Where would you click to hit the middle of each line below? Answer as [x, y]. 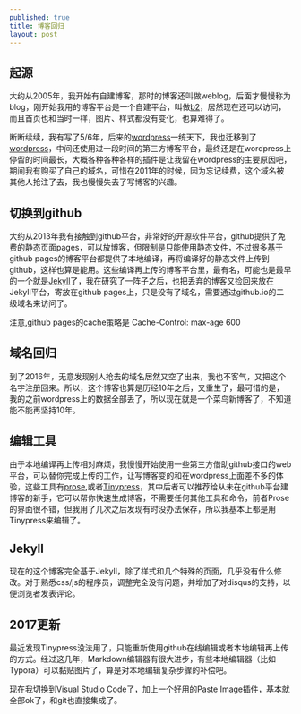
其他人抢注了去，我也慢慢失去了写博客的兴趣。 [95, 182]
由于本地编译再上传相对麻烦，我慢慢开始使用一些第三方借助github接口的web [150, 464]
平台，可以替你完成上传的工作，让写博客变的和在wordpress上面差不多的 [142, 475]
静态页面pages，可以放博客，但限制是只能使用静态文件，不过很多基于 [154, 247]
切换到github [46, 212]
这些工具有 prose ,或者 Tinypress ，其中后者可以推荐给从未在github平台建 [157, 486]
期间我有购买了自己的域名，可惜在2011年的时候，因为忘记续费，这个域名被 [147, 171]
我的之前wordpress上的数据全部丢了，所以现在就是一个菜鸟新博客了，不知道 [150, 398]
